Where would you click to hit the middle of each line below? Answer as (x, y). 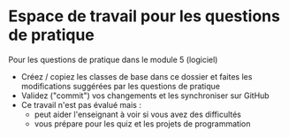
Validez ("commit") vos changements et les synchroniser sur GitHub (145, 96)
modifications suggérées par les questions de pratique (121, 86)
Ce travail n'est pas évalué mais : (81, 104)
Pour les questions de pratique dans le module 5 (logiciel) (113, 59)
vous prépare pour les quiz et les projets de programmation (142, 123)
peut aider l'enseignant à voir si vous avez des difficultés (138, 114)
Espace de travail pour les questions (144, 16)
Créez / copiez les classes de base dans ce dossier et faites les (137, 76)
